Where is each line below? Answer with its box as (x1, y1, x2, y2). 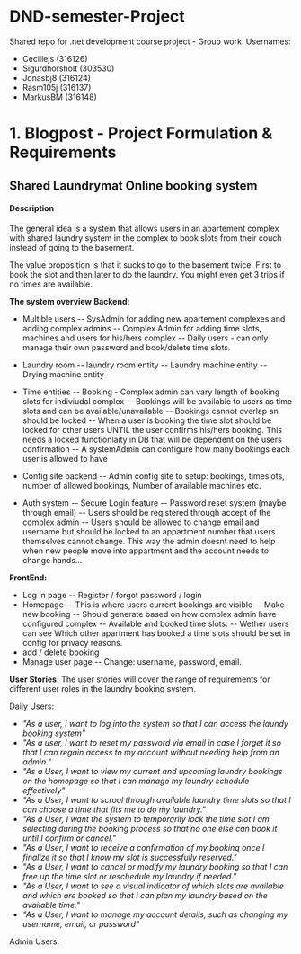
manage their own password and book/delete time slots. (22, 341, 231, 352)
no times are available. (9, 278, 93, 289)
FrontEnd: (9, 572, 48, 583)
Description (9, 203, 55, 214)
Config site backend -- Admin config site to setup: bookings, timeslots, (22, 470, 285, 481)
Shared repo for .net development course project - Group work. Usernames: (9, 36, 291, 47)
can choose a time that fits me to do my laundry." (22, 804, 207, 815)
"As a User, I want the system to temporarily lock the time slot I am (22, 813, 270, 824)
